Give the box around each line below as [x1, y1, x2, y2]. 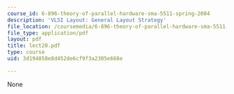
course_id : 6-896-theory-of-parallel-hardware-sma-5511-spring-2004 [7, 10, 210, 17]
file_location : [7, 23, 52, 30]
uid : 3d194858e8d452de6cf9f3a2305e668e [7, 55, 123, 62]
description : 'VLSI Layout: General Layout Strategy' [7, 17, 167, 23]
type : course [7, 49, 45, 56]
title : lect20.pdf [7, 42, 61, 49]
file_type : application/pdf [7, 29, 89, 37]
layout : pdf [7, 36, 42, 43]
